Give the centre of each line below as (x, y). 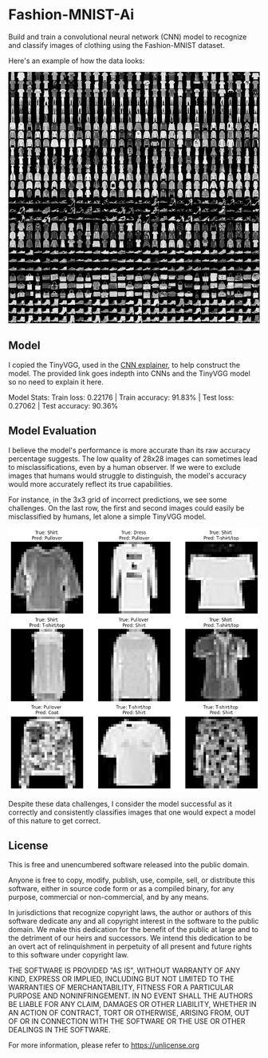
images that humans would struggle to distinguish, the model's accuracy (128, 476)
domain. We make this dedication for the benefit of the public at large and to (134, 930)
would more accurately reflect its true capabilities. (91, 484)
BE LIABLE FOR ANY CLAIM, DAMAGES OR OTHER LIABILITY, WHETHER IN (132, 1005)
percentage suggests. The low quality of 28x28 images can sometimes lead (133, 458)
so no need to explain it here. (56, 381)
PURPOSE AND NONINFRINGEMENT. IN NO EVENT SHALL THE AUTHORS (131, 996)
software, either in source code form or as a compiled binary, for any (121, 889)
